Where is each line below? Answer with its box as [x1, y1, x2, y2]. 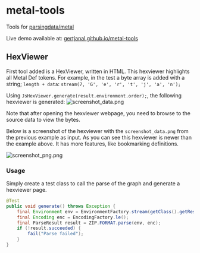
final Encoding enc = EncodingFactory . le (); [17, 214, 129, 220]
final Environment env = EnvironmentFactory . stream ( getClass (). [17, 208, 180, 214]
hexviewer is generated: [6, 98, 65, 105]
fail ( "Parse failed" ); [27, 231, 84, 237]
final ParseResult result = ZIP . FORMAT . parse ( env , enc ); [17, 220, 161, 226]
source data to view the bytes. [6, 116, 80, 123]
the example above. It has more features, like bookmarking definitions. [6, 140, 179, 147]
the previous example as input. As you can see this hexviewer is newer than [6, 134, 192, 141]
